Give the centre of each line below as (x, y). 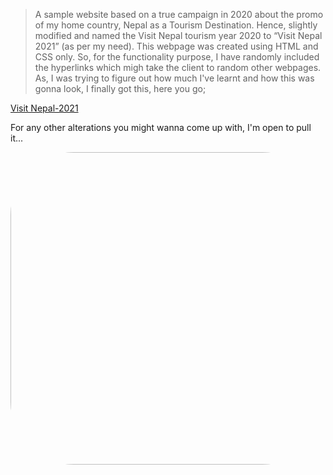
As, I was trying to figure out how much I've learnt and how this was (174, 78)
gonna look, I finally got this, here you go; (120, 88)
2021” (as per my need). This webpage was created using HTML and (176, 46)
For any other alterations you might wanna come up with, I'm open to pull (161, 127)
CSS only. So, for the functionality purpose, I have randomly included (177, 57)
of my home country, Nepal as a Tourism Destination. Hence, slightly (176, 25)
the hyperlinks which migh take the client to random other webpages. (178, 67)
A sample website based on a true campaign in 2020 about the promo (179, 14)
